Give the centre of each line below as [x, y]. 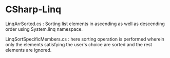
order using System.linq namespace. [44, 29]
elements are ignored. [29, 50]
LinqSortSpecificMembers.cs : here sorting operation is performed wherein [85, 39]
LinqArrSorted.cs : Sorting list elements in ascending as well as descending [85, 24]
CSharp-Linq [33, 9]
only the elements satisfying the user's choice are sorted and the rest [79, 44]
